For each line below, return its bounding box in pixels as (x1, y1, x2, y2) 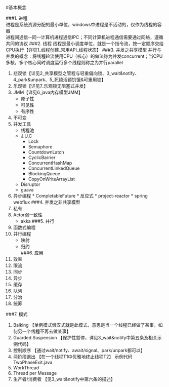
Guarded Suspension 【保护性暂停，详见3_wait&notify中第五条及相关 (13, 335, 157, 340)
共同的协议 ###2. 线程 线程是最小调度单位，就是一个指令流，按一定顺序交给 (6, 41, 164, 47)
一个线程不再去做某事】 (22, 328, 71, 334)
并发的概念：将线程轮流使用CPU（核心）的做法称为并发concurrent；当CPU (6, 53, 163, 59)
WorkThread (13, 365, 39, 371)
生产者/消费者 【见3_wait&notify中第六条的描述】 (13, 376, 115, 382)
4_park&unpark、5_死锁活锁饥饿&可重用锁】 (13, 76, 106, 83)
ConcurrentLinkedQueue (28, 165, 80, 171)
